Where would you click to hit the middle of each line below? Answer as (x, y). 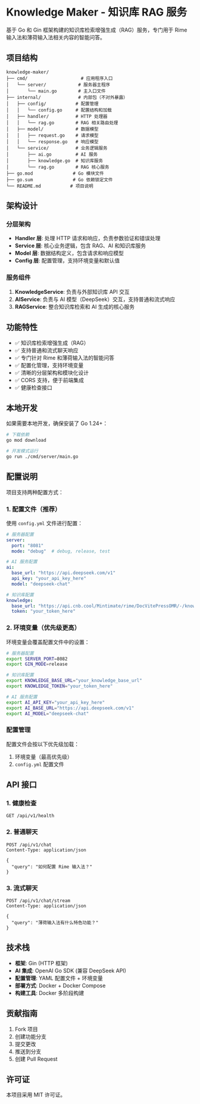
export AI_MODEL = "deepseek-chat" (48, 714)
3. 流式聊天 (22, 888)
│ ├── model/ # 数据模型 (53, 129)
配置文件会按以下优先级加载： (43, 744)
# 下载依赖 (18, 435)
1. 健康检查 (21, 803)
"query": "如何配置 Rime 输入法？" (52, 867)
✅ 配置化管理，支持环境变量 (49, 365)
